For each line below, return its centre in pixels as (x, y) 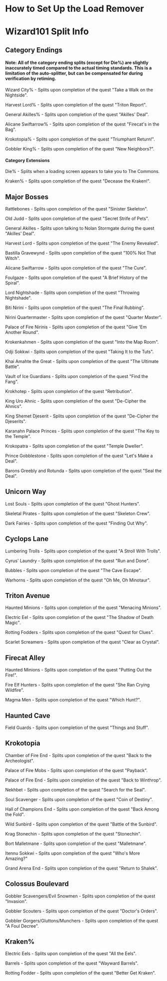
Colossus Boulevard (37, 884)
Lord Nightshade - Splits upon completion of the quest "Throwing (72, 292)
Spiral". (12, 282)
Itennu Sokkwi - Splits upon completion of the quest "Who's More (73, 853)
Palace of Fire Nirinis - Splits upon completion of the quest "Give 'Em (76, 327)
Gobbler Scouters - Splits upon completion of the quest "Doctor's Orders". (82, 911)
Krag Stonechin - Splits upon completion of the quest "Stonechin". (73, 833)
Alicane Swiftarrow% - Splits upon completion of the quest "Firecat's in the (82, 124)
